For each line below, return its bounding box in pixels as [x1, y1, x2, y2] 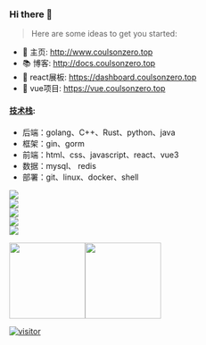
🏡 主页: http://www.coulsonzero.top [21, 46, 153, 57]
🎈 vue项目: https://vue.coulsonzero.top [21, 83, 166, 94]
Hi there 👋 [9, 8, 54, 21]
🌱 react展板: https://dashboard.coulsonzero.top [21, 72, 197, 83]
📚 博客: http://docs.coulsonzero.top [21, 58, 156, 69]
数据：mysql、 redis [21, 160, 96, 171]
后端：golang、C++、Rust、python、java [21, 127, 176, 138]
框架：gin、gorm [21, 138, 85, 148]
